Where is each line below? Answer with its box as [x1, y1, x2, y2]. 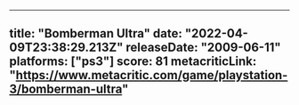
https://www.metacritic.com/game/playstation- [15, 68, 288, 83]
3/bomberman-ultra [9, 82, 123, 97]
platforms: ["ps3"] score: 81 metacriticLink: [9, 54, 257, 69]
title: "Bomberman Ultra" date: [9, 26, 182, 41]
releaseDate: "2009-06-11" [125, 40, 282, 55]
